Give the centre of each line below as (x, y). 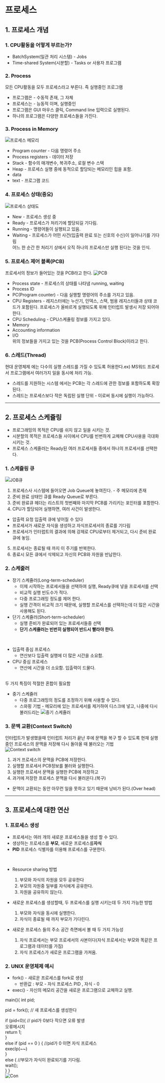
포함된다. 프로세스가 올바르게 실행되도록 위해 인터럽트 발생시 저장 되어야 (90, 307)
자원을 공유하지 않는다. (41, 892)
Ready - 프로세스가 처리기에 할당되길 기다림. (55, 223)
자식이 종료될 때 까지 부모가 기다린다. (55, 919)
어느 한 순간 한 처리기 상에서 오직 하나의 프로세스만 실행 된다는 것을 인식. (82, 247)
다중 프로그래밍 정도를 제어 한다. (50, 598)
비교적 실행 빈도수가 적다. (44, 592)
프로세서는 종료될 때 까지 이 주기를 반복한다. (54, 548)
